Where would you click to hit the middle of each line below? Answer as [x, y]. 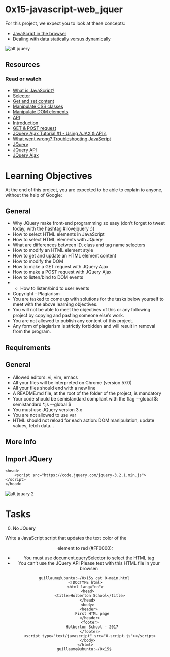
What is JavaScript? [33, 90]
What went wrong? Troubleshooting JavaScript [62, 139]
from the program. [32, 331]
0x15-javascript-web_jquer [64, 9]
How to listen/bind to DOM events [48, 277]
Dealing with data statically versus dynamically [61, 39]
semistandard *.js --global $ [42, 404]
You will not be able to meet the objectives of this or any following [81, 310]
